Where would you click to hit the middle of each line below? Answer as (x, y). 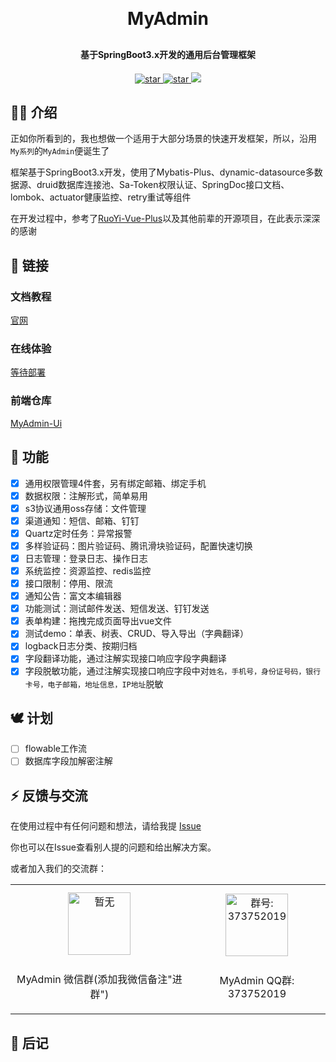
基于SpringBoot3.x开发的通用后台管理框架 (168, 54)
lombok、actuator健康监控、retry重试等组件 (101, 197)
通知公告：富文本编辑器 (73, 596)
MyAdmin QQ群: (257, 981)
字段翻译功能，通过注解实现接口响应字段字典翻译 (125, 659)
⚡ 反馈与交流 (49, 795)
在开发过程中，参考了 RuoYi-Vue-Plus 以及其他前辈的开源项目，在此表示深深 (165, 219)
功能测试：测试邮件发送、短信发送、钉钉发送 (117, 609)
